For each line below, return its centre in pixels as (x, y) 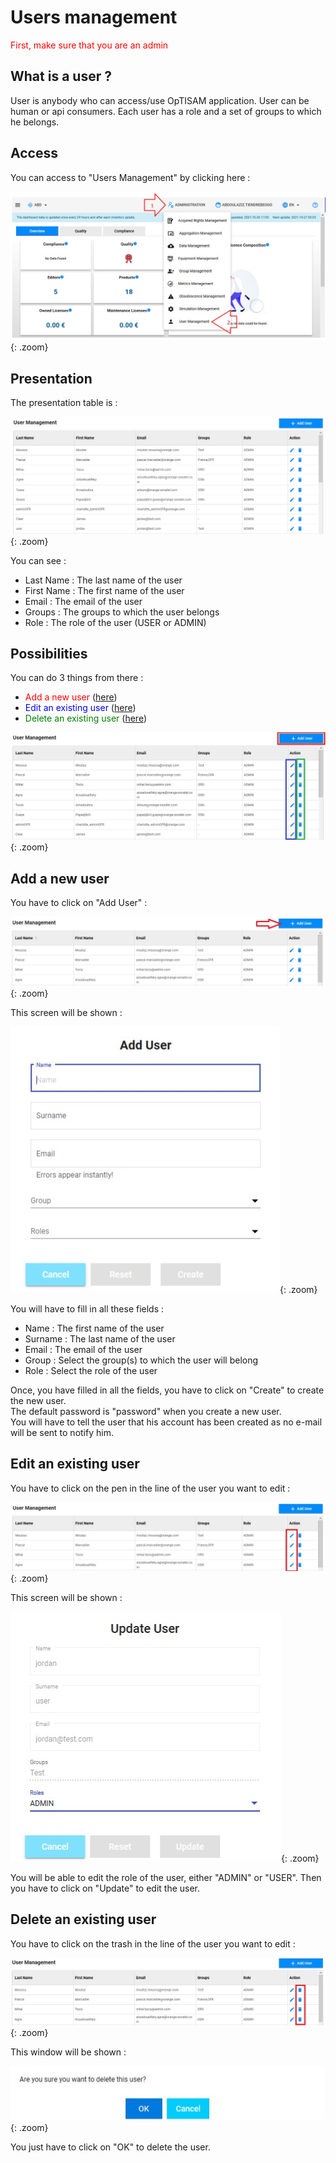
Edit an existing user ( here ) (80, 708)
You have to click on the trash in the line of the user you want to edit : (153, 1943)
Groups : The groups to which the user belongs (122, 612)
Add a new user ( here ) (71, 697)
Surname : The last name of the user (100, 1338)
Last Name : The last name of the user (103, 580)
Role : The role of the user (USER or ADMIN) (115, 622)
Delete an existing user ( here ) (86, 718)
